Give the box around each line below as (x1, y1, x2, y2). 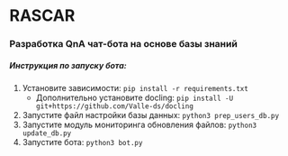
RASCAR (9, 5, 76, 26)
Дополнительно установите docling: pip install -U (35, 92, 234, 104)
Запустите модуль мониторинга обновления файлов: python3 (22, 119, 257, 131)
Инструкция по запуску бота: (9, 60, 128, 70)
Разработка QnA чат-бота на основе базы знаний (9, 38, 238, 50)
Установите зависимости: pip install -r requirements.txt (22, 83, 249, 94)
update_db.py (22, 129, 72, 138)
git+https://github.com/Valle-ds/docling (35, 102, 193, 111)
